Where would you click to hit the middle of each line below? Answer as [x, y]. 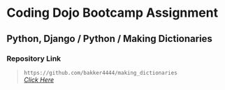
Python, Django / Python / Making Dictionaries [109, 39]
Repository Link [34, 59]
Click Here [39, 80]
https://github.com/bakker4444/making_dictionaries [100, 73]
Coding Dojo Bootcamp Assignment [112, 13]
